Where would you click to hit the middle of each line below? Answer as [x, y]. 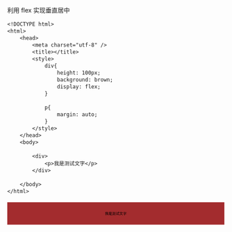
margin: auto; [77, 115]
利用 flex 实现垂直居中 [39, 10]
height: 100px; [78, 73]
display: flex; [78, 87]
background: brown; [85, 80]
